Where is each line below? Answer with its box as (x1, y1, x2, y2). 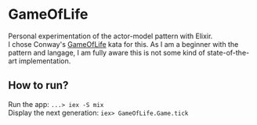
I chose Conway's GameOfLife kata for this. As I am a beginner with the (8, 39, 239, 48)
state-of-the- (206, 48, 249, 57)
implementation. (18, 56, 71, 66)
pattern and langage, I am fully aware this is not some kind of (8, 48, 206, 57)
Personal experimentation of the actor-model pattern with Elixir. (8, 31, 213, 41)
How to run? (8, 79, 69, 92)
